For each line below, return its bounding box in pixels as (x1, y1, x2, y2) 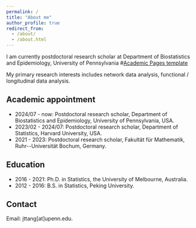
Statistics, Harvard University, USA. (14, 129, 102, 136)
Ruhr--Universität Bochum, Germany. (14, 142, 106, 150)
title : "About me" (6, 14, 52, 20)
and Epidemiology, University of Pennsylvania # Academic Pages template (6, 59, 188, 66)
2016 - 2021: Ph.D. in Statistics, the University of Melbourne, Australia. (14, 175, 188, 183)
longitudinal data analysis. (6, 77, 71, 84)
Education (6, 160, 45, 170)
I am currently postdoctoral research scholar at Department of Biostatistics (6, 53, 191, 60)
